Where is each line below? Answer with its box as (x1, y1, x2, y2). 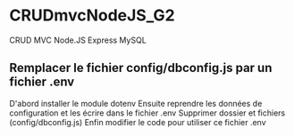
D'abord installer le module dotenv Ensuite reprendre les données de (9, 98, 263, 108)
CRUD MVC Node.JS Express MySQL (9, 35, 147, 45)
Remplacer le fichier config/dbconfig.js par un (9, 60, 273, 76)
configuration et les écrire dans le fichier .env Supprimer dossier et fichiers (9, 108, 286, 118)
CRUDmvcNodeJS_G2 (9, 5, 176, 26)
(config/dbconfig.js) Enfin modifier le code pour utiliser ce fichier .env (9, 116, 266, 127)
